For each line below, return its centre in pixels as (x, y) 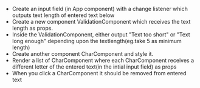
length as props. (33, 28)
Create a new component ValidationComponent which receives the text (101, 22)
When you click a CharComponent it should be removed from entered (99, 73)
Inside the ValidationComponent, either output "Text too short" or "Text (101, 35)
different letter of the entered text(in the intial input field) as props (94, 67)
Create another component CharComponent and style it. (83, 54)
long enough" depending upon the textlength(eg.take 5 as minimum (97, 41)
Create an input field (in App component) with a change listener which (100, 9)
